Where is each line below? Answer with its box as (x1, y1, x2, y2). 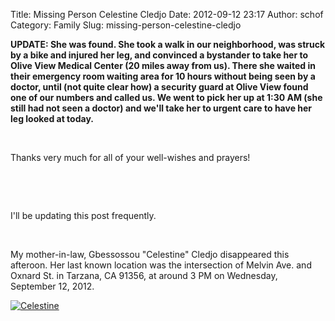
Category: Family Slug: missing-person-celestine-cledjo (10, 19, 242, 31)
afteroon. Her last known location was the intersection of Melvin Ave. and (10, 259, 312, 271)
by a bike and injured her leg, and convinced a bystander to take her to (10, 49, 309, 61)
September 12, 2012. (10, 280, 95, 292)
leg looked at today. (10, 113, 94, 124)
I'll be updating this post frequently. (10, 210, 157, 221)
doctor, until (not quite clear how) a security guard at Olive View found (10, 81, 309, 93)
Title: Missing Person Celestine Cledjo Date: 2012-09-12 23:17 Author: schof (10, 9, 324, 20)
